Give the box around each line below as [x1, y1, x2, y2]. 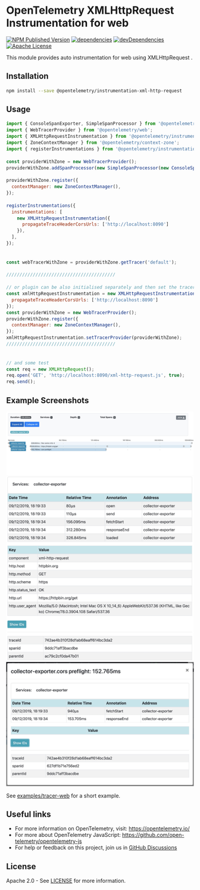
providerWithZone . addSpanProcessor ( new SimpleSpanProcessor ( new [6, 165, 169, 171]
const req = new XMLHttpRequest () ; [6, 366, 95, 372]
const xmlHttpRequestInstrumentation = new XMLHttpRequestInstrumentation [6, 291, 196, 297]
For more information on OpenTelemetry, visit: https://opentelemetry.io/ [14, 825, 190, 832]
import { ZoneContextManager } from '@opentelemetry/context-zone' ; [6, 140, 180, 146]
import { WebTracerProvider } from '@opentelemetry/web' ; [6, 127, 153, 133]
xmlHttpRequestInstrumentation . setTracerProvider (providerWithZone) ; [6, 335, 183, 341]
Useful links [6, 809, 52, 820]
